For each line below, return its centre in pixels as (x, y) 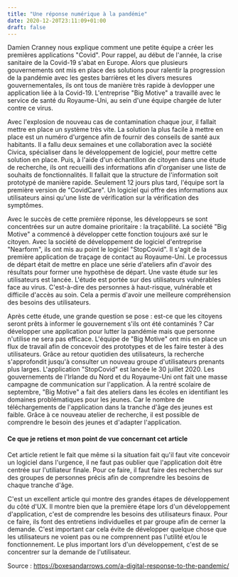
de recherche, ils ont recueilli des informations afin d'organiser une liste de (117, 168)
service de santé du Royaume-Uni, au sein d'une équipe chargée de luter (114, 101)
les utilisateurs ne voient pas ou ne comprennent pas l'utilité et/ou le (107, 536)
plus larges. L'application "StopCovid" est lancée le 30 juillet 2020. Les (111, 369)
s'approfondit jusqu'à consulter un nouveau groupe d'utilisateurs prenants (116, 362)
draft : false (27, 27)
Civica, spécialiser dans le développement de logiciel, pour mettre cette (112, 152)
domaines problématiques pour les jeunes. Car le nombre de (96, 399)
